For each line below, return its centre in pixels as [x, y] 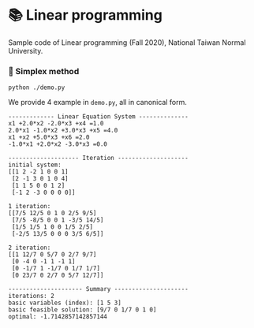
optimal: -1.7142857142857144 [58, 317]
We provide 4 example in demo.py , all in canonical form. [97, 102]
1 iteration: [30, 207]
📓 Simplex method [44, 71]
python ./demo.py [37, 88]
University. [26, 50]
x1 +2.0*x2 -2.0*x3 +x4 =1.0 [56, 124]
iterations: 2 [32, 296]
